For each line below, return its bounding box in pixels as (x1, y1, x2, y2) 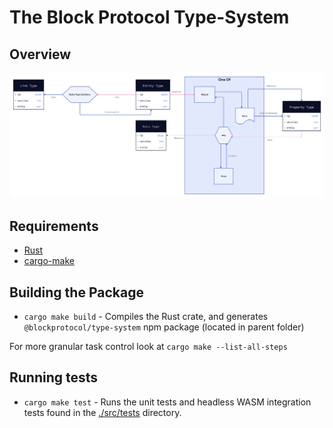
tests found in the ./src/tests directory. (23, 406, 182, 418)
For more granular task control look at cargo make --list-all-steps (9, 340, 288, 352)
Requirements (9, 217, 99, 235)
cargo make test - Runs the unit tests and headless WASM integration (23, 396, 312, 408)
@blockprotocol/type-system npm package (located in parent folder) (23, 321, 305, 333)
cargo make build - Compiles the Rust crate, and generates (23, 310, 269, 322)
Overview (9, 46, 72, 63)
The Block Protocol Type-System (9, 6, 290, 29)
